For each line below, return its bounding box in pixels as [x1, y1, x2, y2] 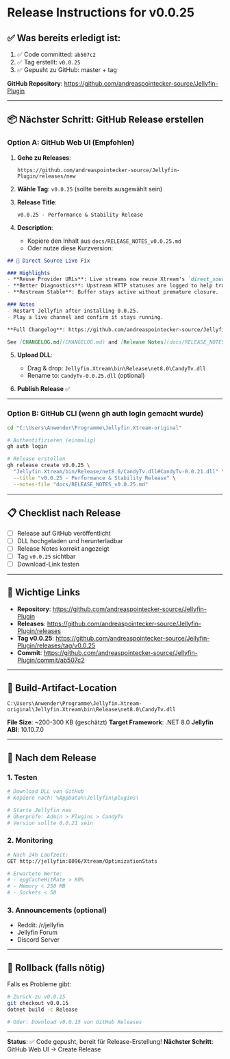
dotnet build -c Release [7, 1006, 78, 1013]
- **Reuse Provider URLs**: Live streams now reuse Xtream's [7, 276, 186, 283]
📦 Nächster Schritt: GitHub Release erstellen [7, 114, 204, 126]
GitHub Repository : [7, 80, 63, 87]
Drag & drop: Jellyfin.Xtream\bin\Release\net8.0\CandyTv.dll [27, 364, 207, 372]
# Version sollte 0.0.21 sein [7, 820, 94, 826]
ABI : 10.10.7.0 [7, 726, 44, 734]
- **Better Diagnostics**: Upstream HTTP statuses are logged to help [7, 283, 213, 289]
